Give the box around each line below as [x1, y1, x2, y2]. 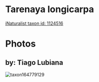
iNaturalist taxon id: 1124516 [5, 20, 63, 26]
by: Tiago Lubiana [5, 58, 63, 67]
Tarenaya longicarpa [5, 4, 94, 15]
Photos [5, 38, 36, 50]
